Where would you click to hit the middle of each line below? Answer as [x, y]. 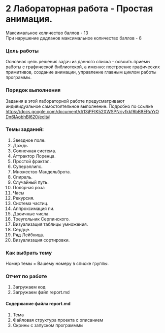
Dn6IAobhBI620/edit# [28, 117]
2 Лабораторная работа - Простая [79, 9]
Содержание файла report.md [38, 304]
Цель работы [22, 51]
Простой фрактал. [32, 161]
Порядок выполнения [33, 90]
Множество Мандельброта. [42, 171]
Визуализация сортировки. [41, 240]
